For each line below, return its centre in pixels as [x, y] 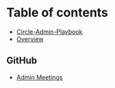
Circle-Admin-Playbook [49, 32]
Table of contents [57, 13]
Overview [30, 38]
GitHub [22, 61]
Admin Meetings [39, 77]
